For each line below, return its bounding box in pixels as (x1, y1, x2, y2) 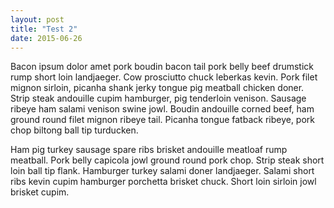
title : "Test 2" (10, 24, 78, 34)
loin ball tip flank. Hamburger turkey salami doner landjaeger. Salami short (10, 165, 315, 177)
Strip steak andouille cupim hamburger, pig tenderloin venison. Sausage (10, 92, 307, 105)
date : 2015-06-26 (10, 33, 83, 43)
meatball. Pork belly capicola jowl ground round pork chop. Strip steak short (10, 154, 325, 166)
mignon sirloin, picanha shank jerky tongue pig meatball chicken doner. (10, 82, 305, 94)
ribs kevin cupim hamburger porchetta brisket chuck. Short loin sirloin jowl (10, 176, 317, 188)
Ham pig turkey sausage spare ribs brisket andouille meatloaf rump (10, 144, 288, 156)
